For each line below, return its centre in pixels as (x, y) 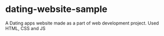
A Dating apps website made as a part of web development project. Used (82, 23)
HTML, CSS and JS (25, 28)
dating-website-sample (57, 9)
